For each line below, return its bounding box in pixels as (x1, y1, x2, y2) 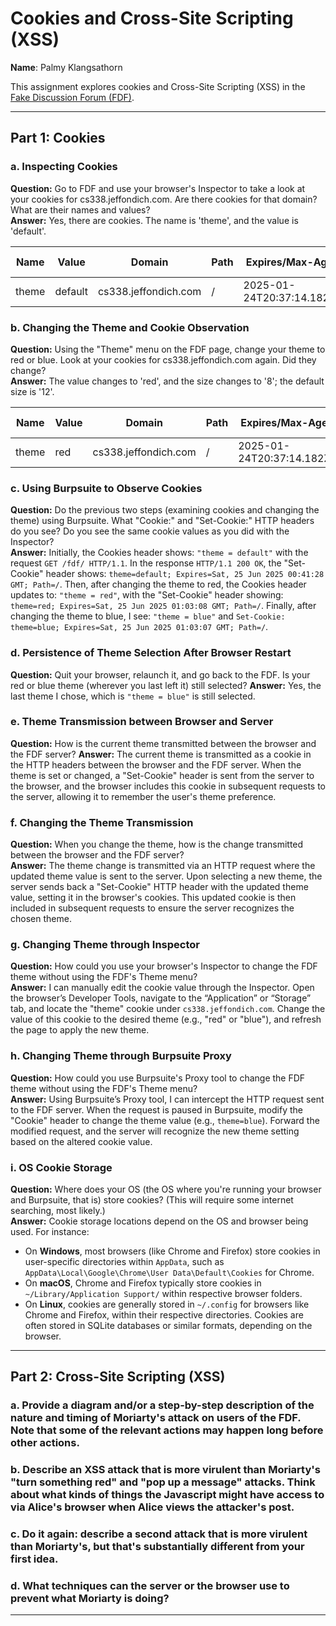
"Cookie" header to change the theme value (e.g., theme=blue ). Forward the (10, 1114, 320, 1126)
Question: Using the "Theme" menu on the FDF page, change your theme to (10, 343, 326, 355)
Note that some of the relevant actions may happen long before (10, 1423, 324, 1437)
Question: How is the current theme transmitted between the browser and (10, 737, 317, 749)
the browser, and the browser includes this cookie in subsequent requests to (10, 780, 326, 792)
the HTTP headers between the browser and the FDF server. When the (10, 758, 302, 771)
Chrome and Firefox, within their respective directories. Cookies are (24, 1309, 304, 1321)
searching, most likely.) (10, 1205, 106, 1216)
